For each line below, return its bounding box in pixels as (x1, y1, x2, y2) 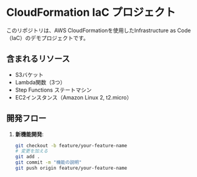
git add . (15, 154, 41, 160)
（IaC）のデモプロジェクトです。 (6, 34, 89, 41)
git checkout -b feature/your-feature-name (15, 142, 128, 149)
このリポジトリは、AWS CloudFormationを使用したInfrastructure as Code (6, 27, 192, 34)
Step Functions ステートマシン (15, 86, 92, 93)
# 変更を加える (15, 148, 49, 155)
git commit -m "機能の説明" (15, 159, 82, 165)
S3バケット (15, 71, 44, 78)
